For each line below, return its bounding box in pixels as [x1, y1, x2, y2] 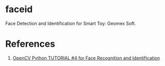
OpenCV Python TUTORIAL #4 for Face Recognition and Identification [12, 55, 160, 61]
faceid [5, 4, 33, 15]
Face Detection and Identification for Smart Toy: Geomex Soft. [5, 20, 136, 26]
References [5, 38, 55, 50]
